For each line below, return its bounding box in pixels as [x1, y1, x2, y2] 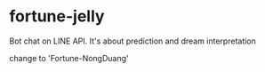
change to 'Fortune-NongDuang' [9, 52, 129, 63]
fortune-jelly [9, 6, 105, 27]
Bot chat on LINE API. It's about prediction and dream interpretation [9, 36, 256, 46]
